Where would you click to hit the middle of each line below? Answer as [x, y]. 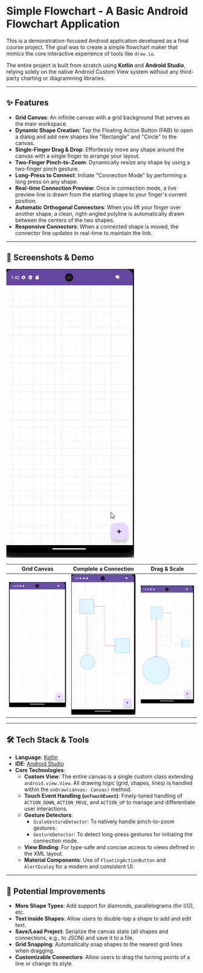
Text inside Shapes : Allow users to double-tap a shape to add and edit [103, 919]
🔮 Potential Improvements [56, 891]
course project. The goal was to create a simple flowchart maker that [92, 47]
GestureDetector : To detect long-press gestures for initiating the [113, 835]
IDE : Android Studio [40, 764]
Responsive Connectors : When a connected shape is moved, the [97, 226]
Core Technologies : [40, 770]
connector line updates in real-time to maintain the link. [84, 233]
